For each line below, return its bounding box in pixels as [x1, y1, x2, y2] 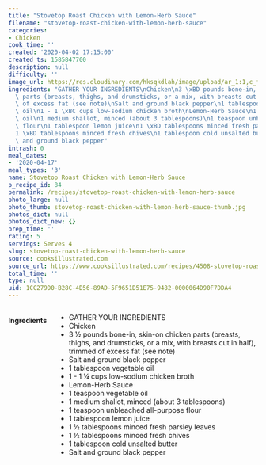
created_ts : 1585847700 [8, 56, 87, 64]
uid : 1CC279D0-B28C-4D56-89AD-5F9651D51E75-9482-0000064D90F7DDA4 [8, 284, 232, 292]
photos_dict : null [8, 211, 69, 219]
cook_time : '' [8, 41, 55, 49]
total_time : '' [8, 269, 59, 277]
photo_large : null [8, 196, 69, 204]
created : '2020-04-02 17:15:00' [8, 48, 115, 56]
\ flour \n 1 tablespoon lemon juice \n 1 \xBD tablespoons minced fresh [15, 122, 249, 130]
